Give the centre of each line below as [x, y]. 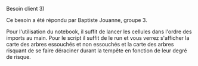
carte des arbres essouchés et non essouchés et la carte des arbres [90, 44]
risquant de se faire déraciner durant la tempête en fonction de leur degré [97, 51]
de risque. [18, 57]
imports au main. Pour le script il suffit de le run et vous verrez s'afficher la [98, 38]
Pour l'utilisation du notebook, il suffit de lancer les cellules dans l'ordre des [99, 32]
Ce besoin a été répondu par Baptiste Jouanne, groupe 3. [77, 20]
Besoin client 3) [25, 9]
